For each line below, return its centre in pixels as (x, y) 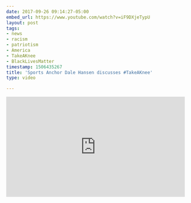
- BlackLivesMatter (30, 61)
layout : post (22, 23)
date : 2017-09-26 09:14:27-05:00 (48, 12)
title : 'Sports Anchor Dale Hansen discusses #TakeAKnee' (79, 72)
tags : (13, 28)
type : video (21, 78)
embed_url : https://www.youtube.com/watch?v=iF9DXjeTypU (78, 17)
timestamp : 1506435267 (34, 67)
